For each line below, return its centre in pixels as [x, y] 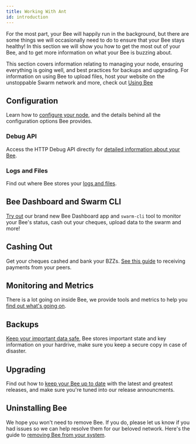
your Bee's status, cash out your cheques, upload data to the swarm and [94, 222]
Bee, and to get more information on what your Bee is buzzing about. [89, 52]
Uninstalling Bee [37, 408]
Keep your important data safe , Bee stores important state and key [86, 338]
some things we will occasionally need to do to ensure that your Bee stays [95, 40]
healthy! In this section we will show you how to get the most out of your [93, 46]
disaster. [16, 351]
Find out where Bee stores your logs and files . [61, 183]
